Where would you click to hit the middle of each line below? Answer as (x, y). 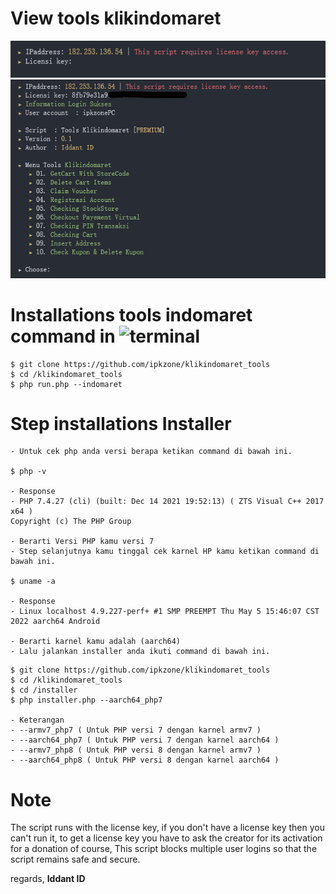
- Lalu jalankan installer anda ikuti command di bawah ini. (140, 652)
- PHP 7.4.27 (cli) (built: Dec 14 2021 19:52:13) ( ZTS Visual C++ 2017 (167, 502)
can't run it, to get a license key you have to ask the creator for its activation (166, 838)
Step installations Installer (121, 423)
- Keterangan (37, 720)
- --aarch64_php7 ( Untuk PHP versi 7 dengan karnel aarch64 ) (145, 740)
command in (63, 336)
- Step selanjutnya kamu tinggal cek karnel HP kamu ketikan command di (165, 552)
